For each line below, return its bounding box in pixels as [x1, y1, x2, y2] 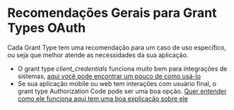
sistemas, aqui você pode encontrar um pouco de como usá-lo [17, 72, 201, 80]
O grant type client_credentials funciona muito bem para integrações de [17, 64, 228, 73]
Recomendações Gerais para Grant [7, 5, 217, 21]
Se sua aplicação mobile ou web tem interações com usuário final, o [17, 79, 217, 87]
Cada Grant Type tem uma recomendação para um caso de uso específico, [7, 43, 226, 51]
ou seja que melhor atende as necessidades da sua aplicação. [7, 51, 189, 59]
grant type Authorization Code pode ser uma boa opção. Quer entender [17, 87, 227, 95]
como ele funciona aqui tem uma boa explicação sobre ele [17, 94, 189, 103]
